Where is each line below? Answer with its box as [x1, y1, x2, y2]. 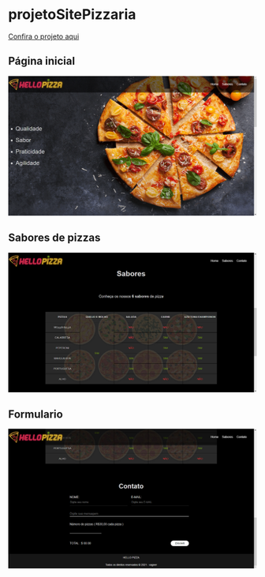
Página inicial [8, 54, 76, 68]
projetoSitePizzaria [8, 6, 136, 24]
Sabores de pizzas [8, 231, 101, 245]
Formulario [8, 407, 63, 421]
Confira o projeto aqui [8, 32, 80, 41]
